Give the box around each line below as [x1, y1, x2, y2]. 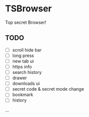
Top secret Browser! [5, 19, 46, 25]
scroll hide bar [12, 47, 42, 53]
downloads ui [12, 80, 40, 87]
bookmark [12, 92, 34, 98]
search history [12, 69, 42, 75]
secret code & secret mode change [12, 86, 84, 92]
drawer [12, 75, 27, 81]
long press [12, 53, 34, 58]
